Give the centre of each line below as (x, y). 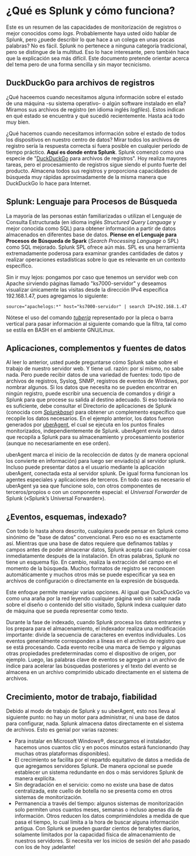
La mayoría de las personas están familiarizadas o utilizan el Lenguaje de (94, 216)
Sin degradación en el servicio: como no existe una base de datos (94, 785)
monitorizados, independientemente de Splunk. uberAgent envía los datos (95, 431)
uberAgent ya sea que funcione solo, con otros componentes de (84, 486)
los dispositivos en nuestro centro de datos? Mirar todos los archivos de (93, 140)
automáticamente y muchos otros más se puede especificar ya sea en (91, 575)
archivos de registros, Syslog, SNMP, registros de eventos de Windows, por (97, 381)
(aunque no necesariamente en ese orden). (58, 444)
